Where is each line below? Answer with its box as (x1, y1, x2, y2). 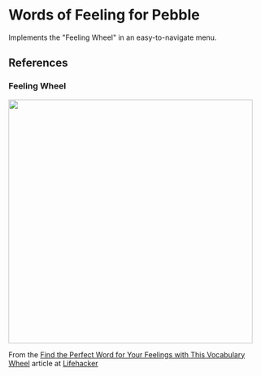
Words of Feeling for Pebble (8, 6, 201, 24)
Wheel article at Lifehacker (8, 358, 99, 368)
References (8, 56, 68, 70)
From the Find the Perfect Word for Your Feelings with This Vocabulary (8, 349, 246, 359)
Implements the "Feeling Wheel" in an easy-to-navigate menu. (8, 32, 217, 42)
